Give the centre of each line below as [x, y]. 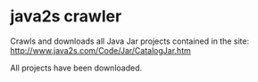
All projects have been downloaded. [76, 68]
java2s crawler [66, 16]
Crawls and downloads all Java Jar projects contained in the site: [129, 41]
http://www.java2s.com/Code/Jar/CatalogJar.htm [100, 50]
